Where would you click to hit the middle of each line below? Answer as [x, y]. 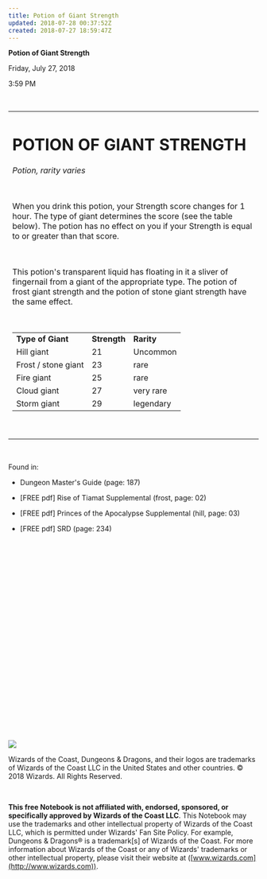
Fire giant [34, 377]
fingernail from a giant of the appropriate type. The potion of [125, 282]
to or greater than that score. [66, 235]
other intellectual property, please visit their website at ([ [101, 858]
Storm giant [38, 403]
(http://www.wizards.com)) [52, 866]
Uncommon [155, 352]
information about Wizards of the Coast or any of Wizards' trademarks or [128, 849]
